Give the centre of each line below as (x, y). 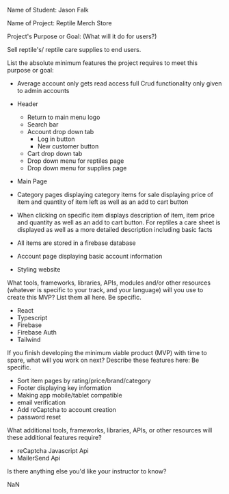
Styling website (39, 269)
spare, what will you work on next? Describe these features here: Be (103, 360)
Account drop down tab (60, 132)
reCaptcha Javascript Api (53, 451)
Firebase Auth (37, 332)
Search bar (43, 125)
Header (28, 104)
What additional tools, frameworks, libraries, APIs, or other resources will (110, 430)
